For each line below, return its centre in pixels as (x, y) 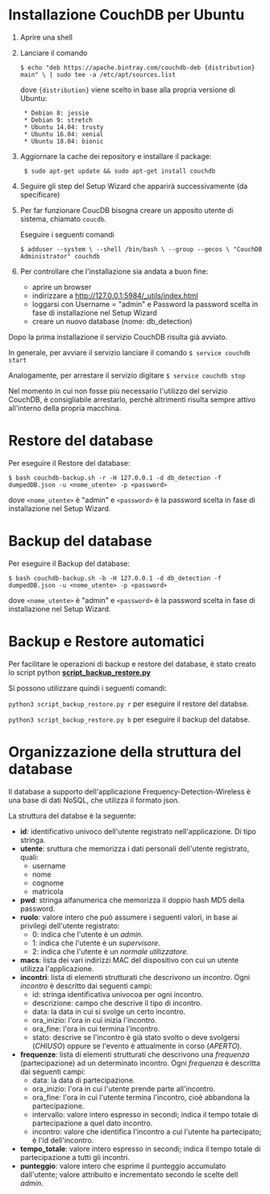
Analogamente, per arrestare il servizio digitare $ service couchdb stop (127, 375)
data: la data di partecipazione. (83, 1080)
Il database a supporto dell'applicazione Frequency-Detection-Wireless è (130, 791)
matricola (48, 891)
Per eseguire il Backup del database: (69, 563)
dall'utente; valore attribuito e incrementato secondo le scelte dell (129, 1174)
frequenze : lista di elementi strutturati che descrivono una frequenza (135, 1054)
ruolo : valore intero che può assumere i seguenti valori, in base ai (129, 917)
